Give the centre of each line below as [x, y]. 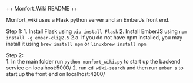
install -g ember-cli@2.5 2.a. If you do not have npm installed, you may [94, 37]
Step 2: [15, 55]
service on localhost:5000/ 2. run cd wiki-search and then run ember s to [95, 68]
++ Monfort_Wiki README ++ [42, 9]
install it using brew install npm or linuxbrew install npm [76, 44]
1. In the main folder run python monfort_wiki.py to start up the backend [93, 62]
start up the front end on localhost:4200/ [56, 74]
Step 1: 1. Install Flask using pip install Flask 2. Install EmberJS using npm [96, 31]
